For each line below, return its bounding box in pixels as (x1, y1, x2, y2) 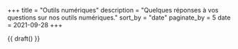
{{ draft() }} (7, 34, 40, 43)
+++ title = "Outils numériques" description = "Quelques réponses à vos (7, 6, 219, 14)
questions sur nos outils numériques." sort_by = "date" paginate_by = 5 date (7, 13, 231, 22)
